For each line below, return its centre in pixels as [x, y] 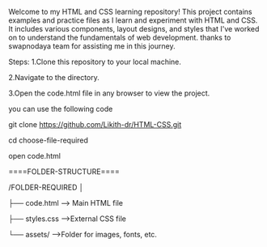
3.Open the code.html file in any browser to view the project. [109, 93]
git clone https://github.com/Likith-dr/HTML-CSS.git [95, 124]
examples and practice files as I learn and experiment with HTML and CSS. [133, 20]
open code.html [35, 156]
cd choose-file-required [49, 140]
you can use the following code [61, 109]
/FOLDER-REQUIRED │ [46, 187]
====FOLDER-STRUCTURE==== [64, 172]
